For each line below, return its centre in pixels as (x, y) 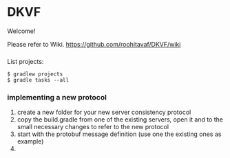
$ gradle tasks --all (38, 80)
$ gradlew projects (35, 74)
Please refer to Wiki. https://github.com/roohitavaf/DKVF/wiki (94, 44)
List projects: (25, 61)
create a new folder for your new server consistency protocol (104, 112)
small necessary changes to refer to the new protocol (93, 127)
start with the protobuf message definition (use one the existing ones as (119, 134)
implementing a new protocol (57, 97)
